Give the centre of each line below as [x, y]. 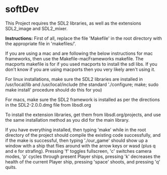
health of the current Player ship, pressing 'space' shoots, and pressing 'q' [83, 161]
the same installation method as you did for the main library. [67, 120]
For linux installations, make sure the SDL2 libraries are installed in [74, 79]
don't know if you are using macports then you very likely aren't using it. [80, 69]
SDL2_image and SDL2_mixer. [37, 28]
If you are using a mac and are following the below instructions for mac [79, 53]
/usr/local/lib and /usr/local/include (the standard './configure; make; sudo [82, 84]
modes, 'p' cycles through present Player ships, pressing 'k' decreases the [83, 156]
